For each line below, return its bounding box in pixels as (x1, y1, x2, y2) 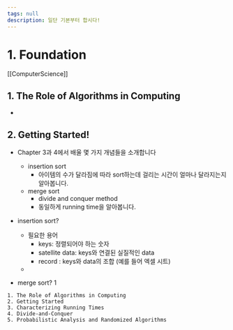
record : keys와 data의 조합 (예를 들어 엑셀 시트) (38, 257, 171, 266)
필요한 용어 (27, 231, 58, 239)
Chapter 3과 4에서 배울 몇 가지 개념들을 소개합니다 (17, 148, 156, 157)
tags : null (7, 10, 39, 17)
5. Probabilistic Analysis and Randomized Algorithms (7, 317, 167, 324)
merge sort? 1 (17, 278, 57, 287)
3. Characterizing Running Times (7, 304, 105, 311)
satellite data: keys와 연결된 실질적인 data (38, 248, 155, 257)
